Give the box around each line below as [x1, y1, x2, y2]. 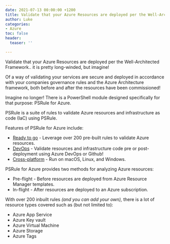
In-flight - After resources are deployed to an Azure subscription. [12, 186, 148, 192]
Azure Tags [12, 233, 37, 239]
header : [5, 36, 22, 41]
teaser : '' [10, 40, 33, 46]
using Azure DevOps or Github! [38, 150, 104, 157]
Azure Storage [12, 227, 43, 233]
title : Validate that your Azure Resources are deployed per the [5, 12, 146, 17]
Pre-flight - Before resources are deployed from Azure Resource [12, 176, 147, 182]
